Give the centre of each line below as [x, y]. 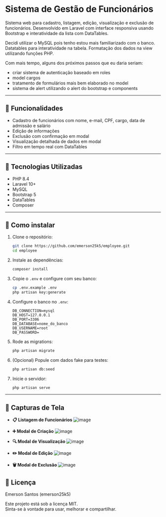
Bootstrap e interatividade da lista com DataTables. [57, 33]
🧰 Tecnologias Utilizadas [44, 167]
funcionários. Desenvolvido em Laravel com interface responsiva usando [80, 28]
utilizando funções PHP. [30, 53]
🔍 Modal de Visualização [39, 441]
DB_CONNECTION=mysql [33, 311]
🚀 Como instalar [30, 225]
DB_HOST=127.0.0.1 [31, 315]
